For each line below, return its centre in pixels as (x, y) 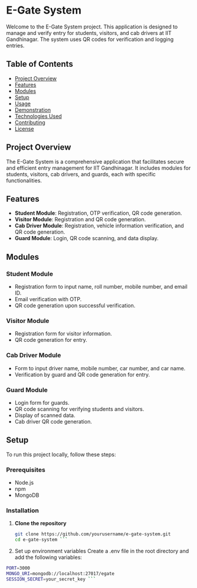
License (24, 128)
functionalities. (24, 180)
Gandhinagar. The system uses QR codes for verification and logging (90, 39)
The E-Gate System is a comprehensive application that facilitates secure (95, 161)
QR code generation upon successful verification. (75, 306)
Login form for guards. (42, 402)
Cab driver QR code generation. (53, 421)
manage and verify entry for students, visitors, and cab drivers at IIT (89, 33)
